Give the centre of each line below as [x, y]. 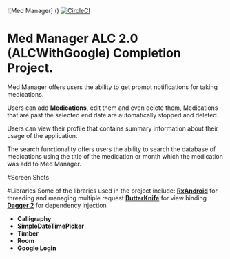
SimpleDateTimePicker [51, 226]
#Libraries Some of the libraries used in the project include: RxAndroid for [113, 191]
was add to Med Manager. [44, 164]
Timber [28, 233]
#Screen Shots [28, 177]
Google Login [36, 248]
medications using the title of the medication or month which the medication [115, 156]
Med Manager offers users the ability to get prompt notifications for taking [113, 87]
